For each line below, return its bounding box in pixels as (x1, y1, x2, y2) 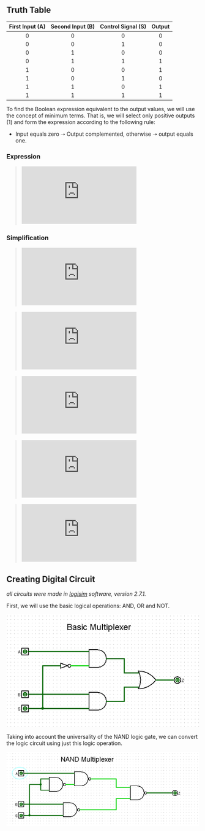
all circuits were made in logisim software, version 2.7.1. (6, 590, 146, 598)
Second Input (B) (50, 23, 95, 30)
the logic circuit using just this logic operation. (6, 739, 122, 747)
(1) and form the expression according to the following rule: (6, 118, 155, 125)
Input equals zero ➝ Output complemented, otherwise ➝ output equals (15, 130, 194, 138)
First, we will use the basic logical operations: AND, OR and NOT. (6, 602, 170, 610)
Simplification (6, 233, 49, 242)
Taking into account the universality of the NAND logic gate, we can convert (6, 733, 198, 740)
